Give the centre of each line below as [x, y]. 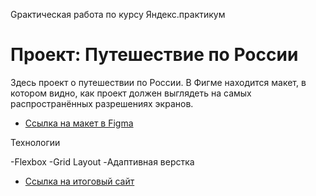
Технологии [35, 142]
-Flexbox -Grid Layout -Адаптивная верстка [102, 161]
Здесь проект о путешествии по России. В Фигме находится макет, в [158, 82]
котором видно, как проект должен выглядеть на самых [131, 93]
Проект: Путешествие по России [154, 55]
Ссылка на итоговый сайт [79, 181]
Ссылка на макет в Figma [79, 123]
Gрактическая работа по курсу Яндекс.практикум [118, 14]
